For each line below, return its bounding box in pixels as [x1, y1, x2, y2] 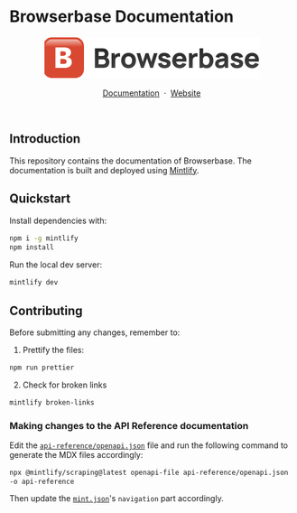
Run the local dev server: [9, 259, 102, 270]
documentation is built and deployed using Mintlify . [9, 164, 200, 175]
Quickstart [9, 191, 71, 207]
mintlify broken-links [9, 397, 95, 407]
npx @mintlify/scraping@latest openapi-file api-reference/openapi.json [9, 468, 289, 478]
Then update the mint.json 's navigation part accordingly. [9, 493, 224, 504]
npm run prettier [9, 363, 75, 372]
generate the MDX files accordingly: [9, 450, 144, 461]
